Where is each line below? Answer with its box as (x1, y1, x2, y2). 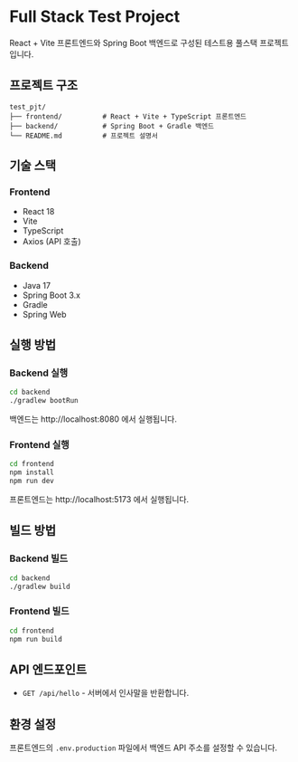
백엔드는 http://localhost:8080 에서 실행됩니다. (9, 414, 178, 424)
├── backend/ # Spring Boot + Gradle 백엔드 (9, 121, 215, 130)
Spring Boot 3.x (22, 290, 81, 300)
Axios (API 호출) (22, 236, 81, 247)
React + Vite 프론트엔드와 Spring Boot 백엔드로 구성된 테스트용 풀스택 (9, 37, 258, 48)
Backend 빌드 (9, 552, 69, 565)
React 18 (22, 206, 55, 217)
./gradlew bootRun (9, 396, 79, 405)
